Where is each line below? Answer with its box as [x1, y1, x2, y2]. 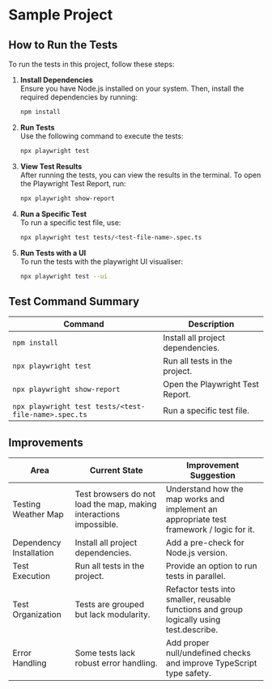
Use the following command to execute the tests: [19, 131, 184, 141]
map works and [165, 494, 225, 504]
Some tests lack [74, 648, 136, 658]
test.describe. [165, 624, 219, 635]
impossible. [74, 519, 119, 530]
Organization [12, 609, 62, 620]
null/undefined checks [165, 648, 251, 658]
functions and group [165, 604, 244, 615]
